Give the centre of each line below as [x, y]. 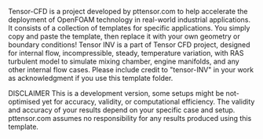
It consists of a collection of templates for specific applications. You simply [129, 28]
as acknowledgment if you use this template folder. [91, 78]
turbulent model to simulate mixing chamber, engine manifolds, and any [124, 61]
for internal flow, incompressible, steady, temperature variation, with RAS [126, 53]
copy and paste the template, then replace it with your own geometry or [124, 36]
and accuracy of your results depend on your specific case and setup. [122, 110]
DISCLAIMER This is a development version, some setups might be [116, 93]
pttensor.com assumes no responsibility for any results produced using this [130, 118]
